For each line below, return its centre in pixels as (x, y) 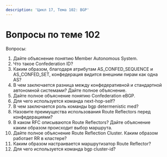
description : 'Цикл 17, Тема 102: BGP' (48, 10)
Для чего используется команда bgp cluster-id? (64, 149)
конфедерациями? (33, 117)
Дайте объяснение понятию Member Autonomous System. (75, 58)
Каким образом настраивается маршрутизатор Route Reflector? (82, 143)
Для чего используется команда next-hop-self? (64, 101)
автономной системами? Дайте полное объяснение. (70, 90)
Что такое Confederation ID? (43, 64)
